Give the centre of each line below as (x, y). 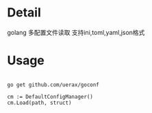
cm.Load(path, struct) (39, 103)
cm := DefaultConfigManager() (50, 97)
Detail (24, 13)
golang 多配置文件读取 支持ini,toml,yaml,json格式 (76, 32)
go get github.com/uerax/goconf (53, 85)
